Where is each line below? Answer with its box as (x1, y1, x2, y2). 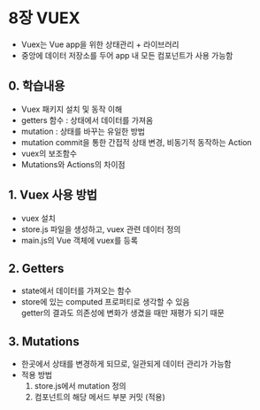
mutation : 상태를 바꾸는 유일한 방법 (20, 126, 145, 136)
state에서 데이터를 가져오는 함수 (20, 285, 132, 297)
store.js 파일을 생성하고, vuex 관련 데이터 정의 (20, 223, 181, 235)
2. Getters (8, 260, 65, 275)
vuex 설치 (20, 213, 57, 223)
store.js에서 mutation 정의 (34, 381, 126, 391)
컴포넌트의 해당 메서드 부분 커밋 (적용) (34, 391, 165, 403)
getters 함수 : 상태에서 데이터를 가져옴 (20, 114, 154, 125)
